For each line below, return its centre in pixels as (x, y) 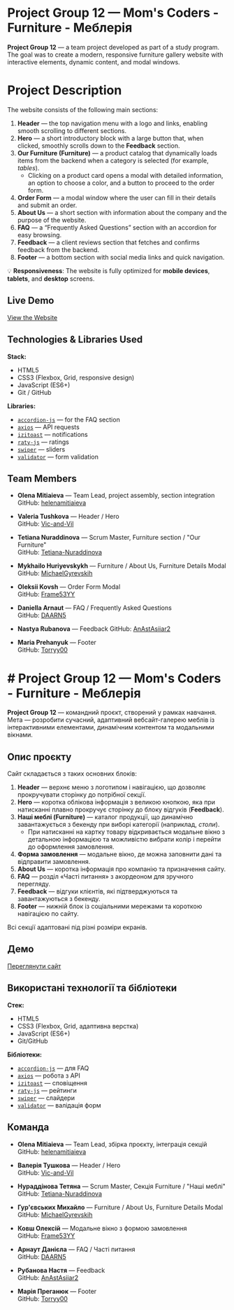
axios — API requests (49, 427)
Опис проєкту (39, 757)
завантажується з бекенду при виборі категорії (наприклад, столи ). (118, 825)
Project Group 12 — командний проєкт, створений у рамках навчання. (112, 713)
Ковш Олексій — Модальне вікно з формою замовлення (102, 1228)
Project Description (65, 91)
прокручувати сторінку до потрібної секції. (82, 795)
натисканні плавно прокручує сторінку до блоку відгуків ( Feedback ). (121, 809)
